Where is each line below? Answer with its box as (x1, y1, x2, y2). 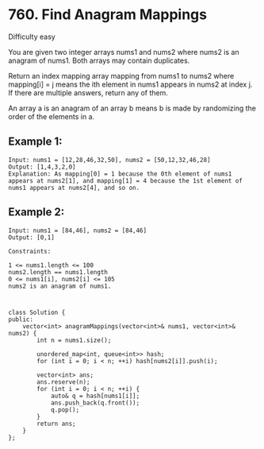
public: (8, 315, 34, 323)
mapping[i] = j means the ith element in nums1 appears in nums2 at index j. (8, 79, 253, 89)
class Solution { (8, 308, 66, 316)
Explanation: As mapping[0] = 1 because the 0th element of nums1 (8, 169, 232, 178)
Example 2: (8, 205, 65, 219)
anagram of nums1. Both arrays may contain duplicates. (8, 56, 190, 65)
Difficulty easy (8, 32, 55, 41)
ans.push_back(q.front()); (50, 399, 140, 407)
